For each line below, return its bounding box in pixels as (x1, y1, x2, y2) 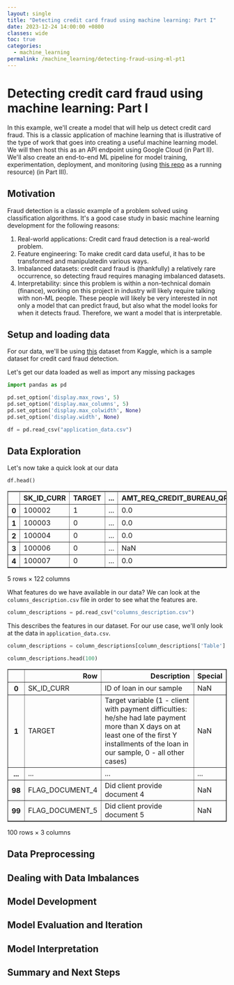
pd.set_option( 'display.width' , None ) (7, 413, 120, 420)
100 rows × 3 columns (7, 828, 71, 836)
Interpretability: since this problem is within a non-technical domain (17, 279, 211, 287)
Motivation (7, 188, 56, 200)
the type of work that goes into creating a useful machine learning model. (7, 138, 218, 146)
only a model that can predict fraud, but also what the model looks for (17, 301, 218, 310)
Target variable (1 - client (104, 695, 189, 705)
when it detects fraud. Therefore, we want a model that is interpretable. (17, 308, 223, 317)
